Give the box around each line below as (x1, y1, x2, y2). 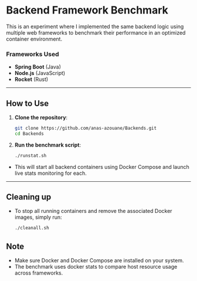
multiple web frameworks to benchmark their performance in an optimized (6, 29, 186, 36)
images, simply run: (14, 214, 63, 221)
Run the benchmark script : (14, 141, 81, 148)
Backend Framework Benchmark (6, 4, 169, 17)
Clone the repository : (14, 114, 68, 121)
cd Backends (14, 130, 44, 137)
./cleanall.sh (14, 225, 49, 231)
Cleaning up (6, 192, 52, 202)
